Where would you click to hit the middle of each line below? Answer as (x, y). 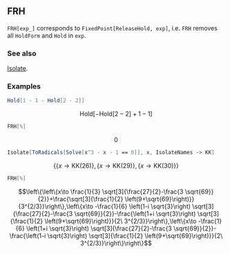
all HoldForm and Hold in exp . (47, 35)
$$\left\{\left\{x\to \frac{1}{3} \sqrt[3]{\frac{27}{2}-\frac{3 (101, 191)
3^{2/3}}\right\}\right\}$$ (116, 243)
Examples (24, 87)
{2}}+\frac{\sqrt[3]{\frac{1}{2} (80, 199)
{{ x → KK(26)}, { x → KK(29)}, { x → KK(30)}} (116, 166)
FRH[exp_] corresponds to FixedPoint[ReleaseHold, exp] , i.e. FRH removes (112, 28)
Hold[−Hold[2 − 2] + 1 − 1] (116, 114)
